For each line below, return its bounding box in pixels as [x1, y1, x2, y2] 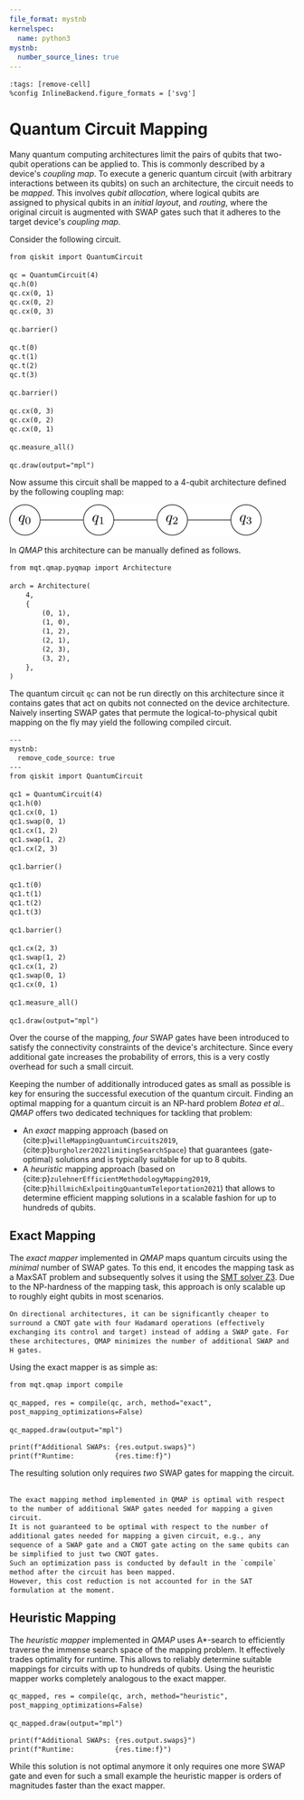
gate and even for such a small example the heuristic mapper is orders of [9, 1770, 282, 1781]
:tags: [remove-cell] [9, 80, 91, 90]
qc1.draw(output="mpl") [9, 1016, 100, 1025]
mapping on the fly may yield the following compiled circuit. [9, 717, 233, 728]
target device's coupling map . [9, 217, 121, 227]
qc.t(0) [9, 343, 39, 352]
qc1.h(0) [9, 799, 43, 808]
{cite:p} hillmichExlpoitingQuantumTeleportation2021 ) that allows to [22, 1183, 276, 1194]
